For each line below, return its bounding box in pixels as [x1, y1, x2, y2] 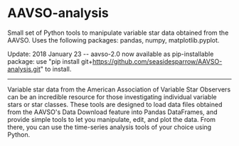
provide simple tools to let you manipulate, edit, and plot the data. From [7, 115, 216, 123]
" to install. [40, 64, 72, 73]
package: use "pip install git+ [7, 57, 93, 65]
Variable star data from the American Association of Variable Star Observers [7, 85, 231, 94]
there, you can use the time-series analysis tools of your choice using [7, 123, 212, 131]
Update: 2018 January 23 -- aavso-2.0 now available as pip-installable [7, 50, 214, 58]
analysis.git [7, 64, 41, 73]
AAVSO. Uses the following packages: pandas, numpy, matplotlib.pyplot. [7, 35, 220, 44]
